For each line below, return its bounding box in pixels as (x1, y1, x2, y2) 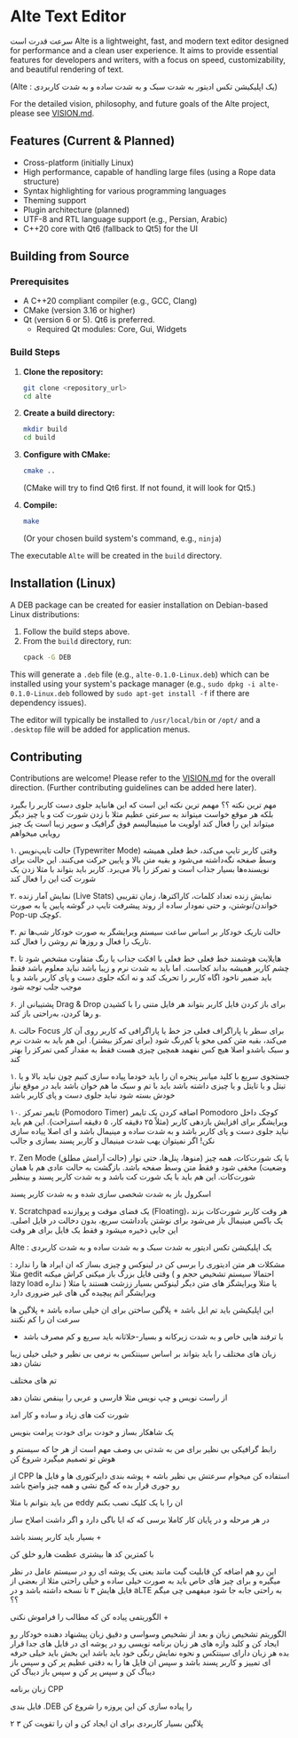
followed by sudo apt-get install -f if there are (71, 687, 250, 698)
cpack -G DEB (22, 653, 72, 662)
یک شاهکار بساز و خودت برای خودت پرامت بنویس (10, 1427, 175, 1438)
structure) (22, 176, 60, 186)
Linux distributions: (10, 608, 81, 619)
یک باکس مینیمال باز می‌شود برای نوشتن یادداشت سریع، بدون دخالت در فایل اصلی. (10, 1215, 283, 1226)
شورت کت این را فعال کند (10, 873, 97, 885)
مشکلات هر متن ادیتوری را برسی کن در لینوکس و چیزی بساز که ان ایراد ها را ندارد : (10, 1259, 286, 1270)
